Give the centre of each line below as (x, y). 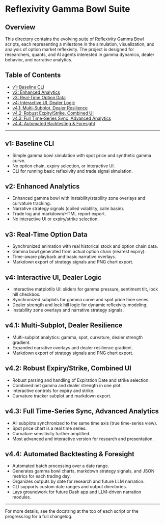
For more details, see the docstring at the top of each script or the (72, 511)
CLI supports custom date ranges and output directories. (69, 487)
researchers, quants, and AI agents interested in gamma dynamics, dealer (80, 54)
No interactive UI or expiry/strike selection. (55, 219)
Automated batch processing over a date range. (61, 466)
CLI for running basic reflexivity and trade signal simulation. (72, 171)
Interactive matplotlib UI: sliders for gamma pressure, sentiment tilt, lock (85, 289)
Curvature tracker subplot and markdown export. (62, 395)
